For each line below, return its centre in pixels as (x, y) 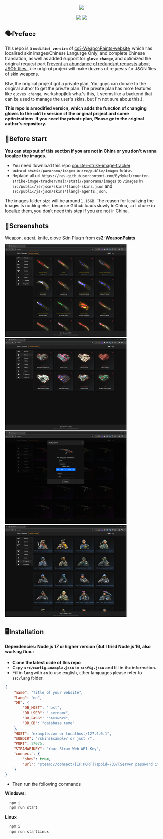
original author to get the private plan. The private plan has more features (78, 88)
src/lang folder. (28, 678)
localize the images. (26, 156)
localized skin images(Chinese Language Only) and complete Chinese (75, 53)
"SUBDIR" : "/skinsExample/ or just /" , (54, 738)
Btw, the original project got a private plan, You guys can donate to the (75, 83)
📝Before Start (26, 139)
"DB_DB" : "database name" (49, 723)
